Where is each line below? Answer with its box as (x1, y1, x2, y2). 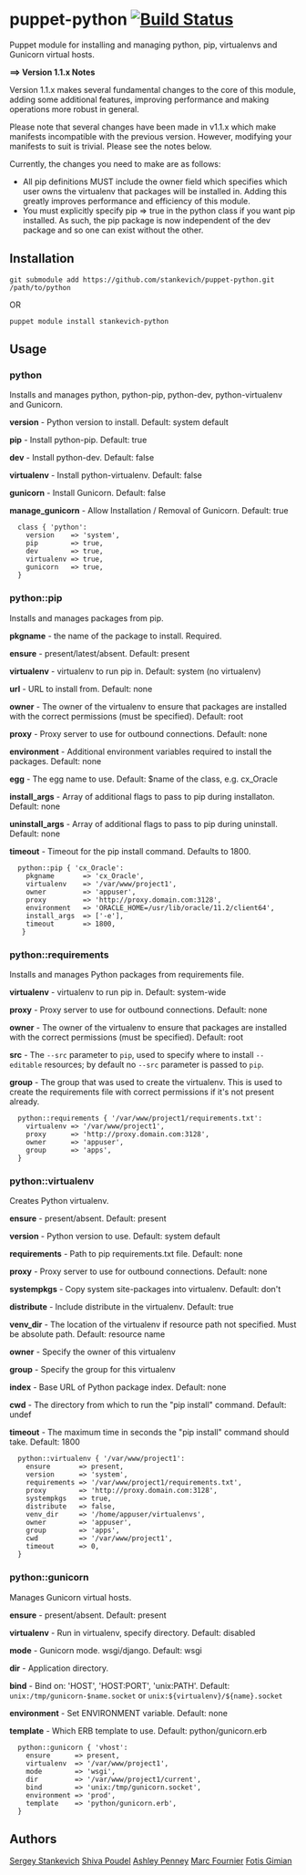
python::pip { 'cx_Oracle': (17, 863, 125, 873)
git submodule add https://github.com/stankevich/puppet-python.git (9, 275, 275, 285)
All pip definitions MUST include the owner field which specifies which (22, 176, 288, 187)
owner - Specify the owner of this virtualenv (9, 1346, 176, 1358)
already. (9, 1096, 40, 1107)
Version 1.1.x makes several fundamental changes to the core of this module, (9, 84, 296, 95)
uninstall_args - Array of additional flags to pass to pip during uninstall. (9, 818, 278, 829)
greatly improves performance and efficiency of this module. (22, 195, 250, 206)
